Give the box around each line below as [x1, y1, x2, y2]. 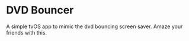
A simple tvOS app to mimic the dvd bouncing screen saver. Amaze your [6, 23, 183, 30]
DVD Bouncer [6, 4, 74, 17]
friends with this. [6, 29, 47, 36]
